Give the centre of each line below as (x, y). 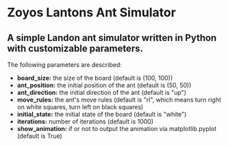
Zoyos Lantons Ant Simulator (92, 13)
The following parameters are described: (64, 65)
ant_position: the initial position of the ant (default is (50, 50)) (104, 85)
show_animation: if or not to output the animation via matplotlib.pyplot (117, 129)
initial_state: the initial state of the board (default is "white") (102, 114)
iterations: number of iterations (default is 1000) (85, 121)
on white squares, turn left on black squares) (80, 107)
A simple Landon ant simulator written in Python (112, 38)
